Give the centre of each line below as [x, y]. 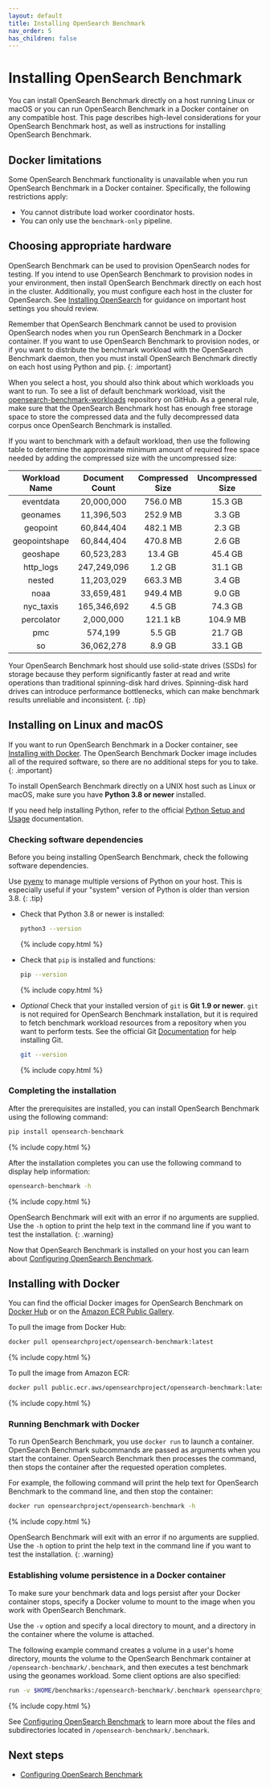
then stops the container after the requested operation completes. [118, 1467]
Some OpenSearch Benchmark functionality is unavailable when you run [128, 179]
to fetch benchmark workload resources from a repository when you [133, 1022]
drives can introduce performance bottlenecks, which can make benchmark [134, 691]
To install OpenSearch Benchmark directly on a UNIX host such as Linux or [132, 786]
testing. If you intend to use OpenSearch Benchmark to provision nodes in [131, 274]
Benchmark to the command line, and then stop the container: [111, 1491]
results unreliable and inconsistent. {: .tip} [77, 700]
